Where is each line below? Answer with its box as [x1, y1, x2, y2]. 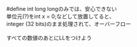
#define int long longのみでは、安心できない [6, 5, 117, 12]
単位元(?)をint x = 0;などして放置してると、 [6, 13, 114, 20]
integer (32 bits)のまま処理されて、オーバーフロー [6, 20, 132, 27]
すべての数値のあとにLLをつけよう [6, 34, 93, 41]
